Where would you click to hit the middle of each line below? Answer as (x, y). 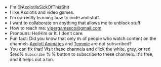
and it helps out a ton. (32, 59)
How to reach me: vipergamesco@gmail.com (56, 28)
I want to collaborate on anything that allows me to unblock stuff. (76, 23)
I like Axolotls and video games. (42, 12)
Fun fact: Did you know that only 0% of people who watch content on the (83, 38)
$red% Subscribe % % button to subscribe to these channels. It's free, (81, 54)
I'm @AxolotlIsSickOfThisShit (40, 7)
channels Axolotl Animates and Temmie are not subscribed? (71, 44)
